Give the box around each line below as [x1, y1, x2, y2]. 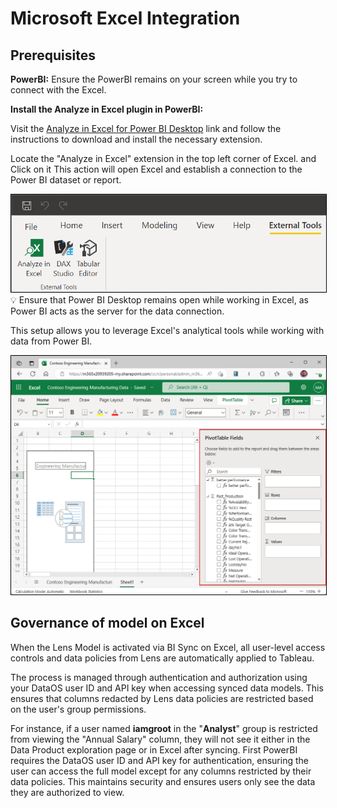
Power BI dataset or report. [10, 174, 122, 186]
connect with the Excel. [10, 84, 107, 96]
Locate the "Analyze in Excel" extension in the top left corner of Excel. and [10, 153, 317, 164]
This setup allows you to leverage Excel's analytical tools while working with [10, 325, 325, 337]
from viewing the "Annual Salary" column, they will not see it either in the [10, 733, 311, 745]
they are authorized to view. [10, 786, 125, 798]
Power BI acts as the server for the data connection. [10, 305, 225, 317]
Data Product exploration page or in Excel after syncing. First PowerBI [10, 743, 298, 756]
